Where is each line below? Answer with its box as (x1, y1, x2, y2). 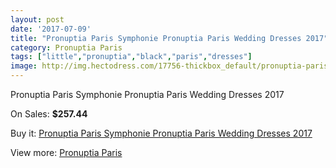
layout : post (10, 14, 65, 25)
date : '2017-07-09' (10, 24, 92, 34)
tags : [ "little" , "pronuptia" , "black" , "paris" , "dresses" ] (10, 52, 253, 62)
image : (10, 61, 38, 71)
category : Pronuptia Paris (10, 42, 123, 53)
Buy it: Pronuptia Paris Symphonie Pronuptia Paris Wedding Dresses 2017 (10, 127, 313, 139)
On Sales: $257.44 (10, 108, 88, 120)
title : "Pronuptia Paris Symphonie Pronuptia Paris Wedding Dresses (10, 33, 302, 43)
